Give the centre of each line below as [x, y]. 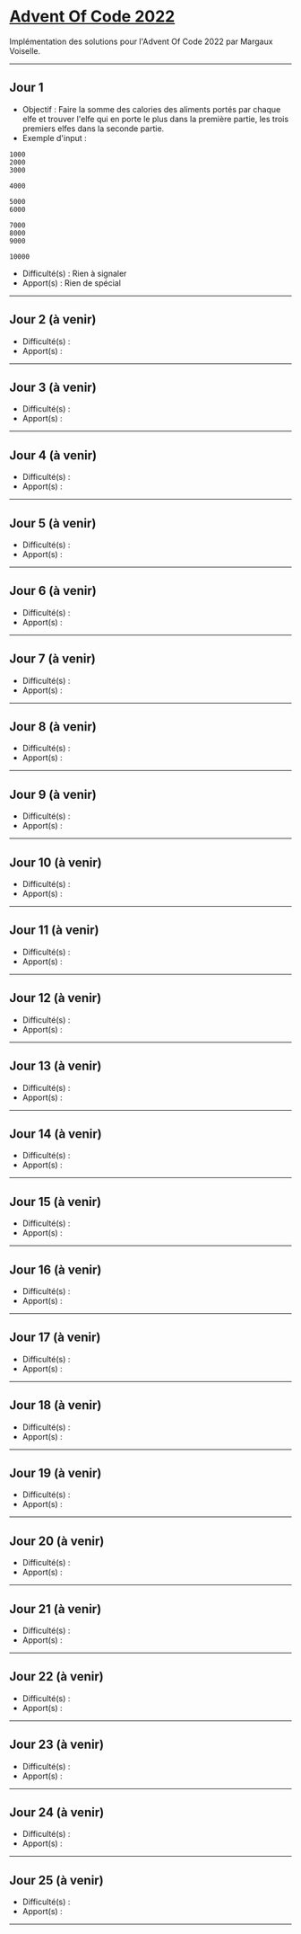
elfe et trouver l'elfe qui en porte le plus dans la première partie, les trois [155, 119]
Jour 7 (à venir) [52, 659]
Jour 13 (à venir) [56, 1066]
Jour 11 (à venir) [54, 931]
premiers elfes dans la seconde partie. [93, 129]
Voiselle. [25, 50]
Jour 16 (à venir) [56, 1269]
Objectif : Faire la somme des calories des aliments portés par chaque [151, 109]
